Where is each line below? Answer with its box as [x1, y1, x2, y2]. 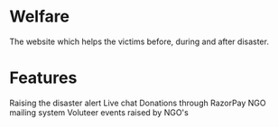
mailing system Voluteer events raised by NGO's [9, 106, 190, 118]
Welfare [9, 6, 70, 27]
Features [9, 68, 78, 88]
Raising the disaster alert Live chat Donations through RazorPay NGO [9, 97, 266, 108]
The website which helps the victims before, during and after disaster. [9, 36, 269, 47]
